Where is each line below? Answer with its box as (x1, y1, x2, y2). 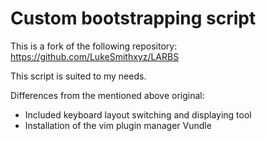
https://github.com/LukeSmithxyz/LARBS (10, 50, 180, 62)
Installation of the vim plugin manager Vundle (24, 119, 212, 131)
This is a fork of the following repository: (10, 40, 178, 52)
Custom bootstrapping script (10, 7, 257, 30)
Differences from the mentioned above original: (10, 89, 205, 101)
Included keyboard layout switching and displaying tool (24, 108, 252, 121)
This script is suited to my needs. (10, 70, 147, 82)
